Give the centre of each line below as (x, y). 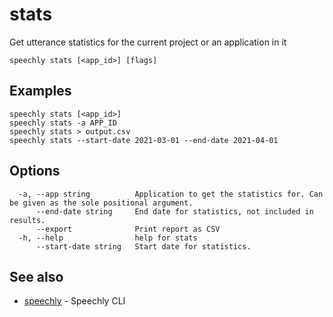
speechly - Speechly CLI (74, 301)
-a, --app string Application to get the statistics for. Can (171, 194)
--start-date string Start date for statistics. (143, 246)
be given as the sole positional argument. (101, 203)
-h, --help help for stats (108, 238)
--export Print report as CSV (128, 229)
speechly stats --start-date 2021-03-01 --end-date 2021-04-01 (144, 140)
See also (36, 276)
